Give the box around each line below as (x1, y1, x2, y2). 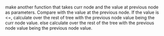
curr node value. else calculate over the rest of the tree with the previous (5, 20, 155, 26)
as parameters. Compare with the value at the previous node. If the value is (5, 9, 159, 15)
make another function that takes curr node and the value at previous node (5, 4, 159, 10)
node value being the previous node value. (5, 25, 93, 31)
